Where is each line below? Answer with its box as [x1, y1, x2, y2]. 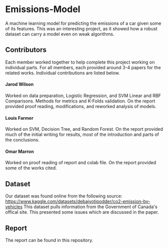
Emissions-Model [5, 4, 81, 15]
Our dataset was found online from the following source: [5, 193, 123, 199]
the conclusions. [5, 137, 40, 143]
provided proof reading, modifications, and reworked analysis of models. [5, 103, 156, 109]
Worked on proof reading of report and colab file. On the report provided [5, 160, 156, 166]
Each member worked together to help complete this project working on [5, 59, 155, 65]
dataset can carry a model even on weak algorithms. [5, 31, 115, 37]
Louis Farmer [5, 115, 34, 121]
